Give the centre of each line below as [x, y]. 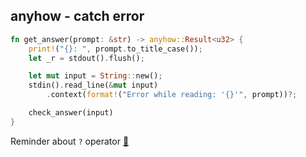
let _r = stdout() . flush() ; [86, 58]
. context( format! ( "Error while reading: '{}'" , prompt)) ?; [172, 95]
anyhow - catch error [77, 16]
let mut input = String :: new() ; [95, 76]
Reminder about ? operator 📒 [70, 141]
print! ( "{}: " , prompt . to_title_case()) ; [115, 49]
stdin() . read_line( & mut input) [93, 85]
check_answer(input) [71, 113]
